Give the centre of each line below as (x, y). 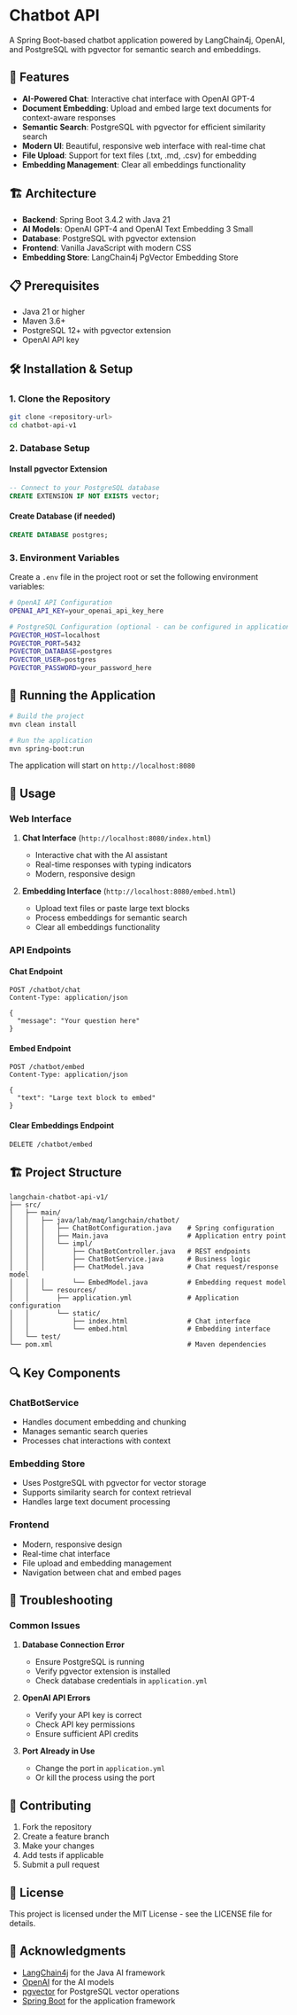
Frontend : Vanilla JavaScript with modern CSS (107, 247)
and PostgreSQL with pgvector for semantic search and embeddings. (135, 49)
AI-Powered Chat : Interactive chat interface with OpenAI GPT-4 (138, 98)
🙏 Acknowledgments (68, 1951)
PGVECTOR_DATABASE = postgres (61, 652)
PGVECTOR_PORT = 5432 (45, 644)
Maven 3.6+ (44, 321)
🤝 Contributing (50, 1805)
